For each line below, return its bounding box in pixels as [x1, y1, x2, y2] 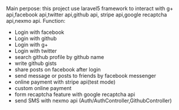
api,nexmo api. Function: [6, 18, 66, 24]
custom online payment [14, 85, 72, 91]
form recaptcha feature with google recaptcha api [14, 91, 136, 98]
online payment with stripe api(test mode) [14, 78, 116, 85]
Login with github [14, 35, 57, 42]
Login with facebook [14, 29, 65, 36]
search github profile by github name [14, 54, 104, 60]
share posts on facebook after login [14, 66, 101, 73]
